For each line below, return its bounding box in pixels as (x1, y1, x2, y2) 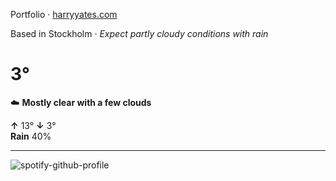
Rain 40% (10, 130, 52, 142)
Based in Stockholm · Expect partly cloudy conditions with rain (10, 28, 269, 39)
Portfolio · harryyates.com (10, 9, 118, 20)
